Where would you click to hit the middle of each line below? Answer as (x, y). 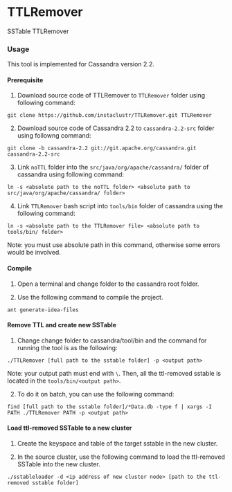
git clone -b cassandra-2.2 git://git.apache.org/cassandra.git (102, 148)
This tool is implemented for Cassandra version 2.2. (81, 64)
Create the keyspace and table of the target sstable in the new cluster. (117, 444)
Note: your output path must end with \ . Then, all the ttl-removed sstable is (114, 373)
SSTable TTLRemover (38, 31)
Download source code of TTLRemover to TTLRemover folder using (111, 95)
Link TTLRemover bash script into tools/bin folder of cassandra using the (120, 206)
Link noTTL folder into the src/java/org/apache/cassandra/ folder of (113, 167)
